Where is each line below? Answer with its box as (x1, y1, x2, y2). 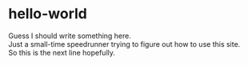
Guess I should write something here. (8, 31, 132, 40)
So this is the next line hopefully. (8, 48, 116, 57)
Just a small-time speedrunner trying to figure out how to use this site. (8, 39, 241, 48)
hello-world (8, 5, 88, 23)
